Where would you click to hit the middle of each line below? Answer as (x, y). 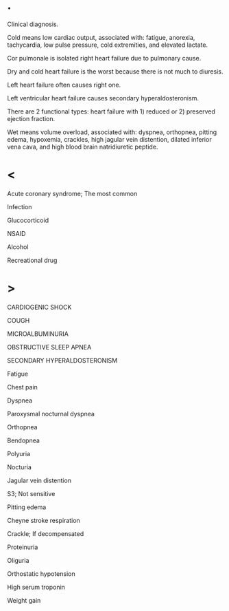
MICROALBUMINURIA (38, 334)
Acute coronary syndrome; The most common (72, 193)
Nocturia (20, 467)
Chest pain (22, 387)
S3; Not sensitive (31, 493)
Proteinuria (23, 547)
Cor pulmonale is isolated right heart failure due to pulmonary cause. (104, 58)
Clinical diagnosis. (33, 24)
